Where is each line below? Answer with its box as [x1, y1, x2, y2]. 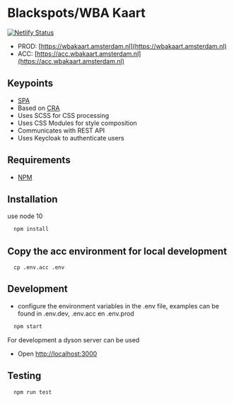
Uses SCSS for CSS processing [17, 111, 110, 119]
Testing [7, 370, 42, 382]
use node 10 [7, 212, 43, 220]
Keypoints [7, 78, 54, 90]
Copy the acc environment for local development [7, 245, 228, 257]
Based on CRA [17, 104, 60, 112]
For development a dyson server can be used [7, 335, 140, 344]
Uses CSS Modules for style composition [17, 119, 138, 127]
